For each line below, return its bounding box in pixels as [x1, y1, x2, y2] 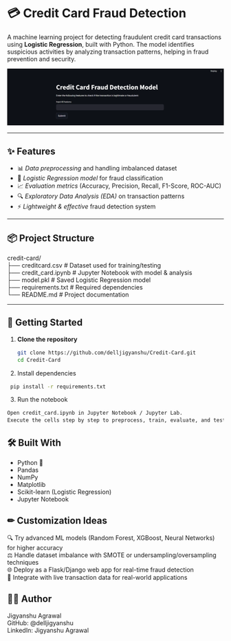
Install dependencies [16, 369, 77, 377]
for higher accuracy [7, 543, 63, 552]
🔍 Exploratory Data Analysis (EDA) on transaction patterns [16, 192, 185, 200]
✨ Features [7, 145, 56, 157]
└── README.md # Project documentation [7, 290, 129, 298]
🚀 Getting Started [7, 317, 83, 329]
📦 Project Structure [7, 232, 95, 244]
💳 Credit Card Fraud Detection [7, 6, 187, 21]
